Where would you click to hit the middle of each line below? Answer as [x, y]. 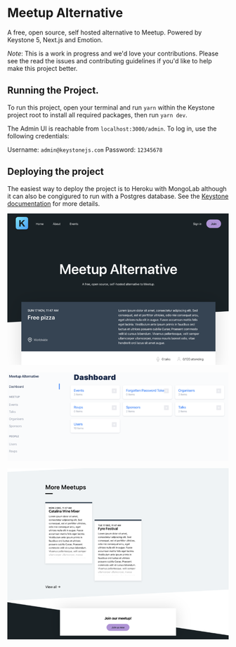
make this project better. [42, 68]
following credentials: [38, 136]
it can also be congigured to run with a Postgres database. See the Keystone [118, 196]
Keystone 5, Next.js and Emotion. [55, 39]
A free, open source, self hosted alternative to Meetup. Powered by [105, 32]
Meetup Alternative [65, 13]
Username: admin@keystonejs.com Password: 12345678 [85, 150]
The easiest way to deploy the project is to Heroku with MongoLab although [117, 188]
